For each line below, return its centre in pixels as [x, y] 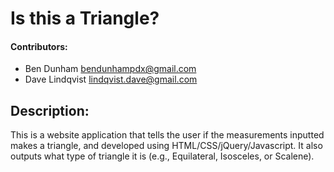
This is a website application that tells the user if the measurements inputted [167, 135]
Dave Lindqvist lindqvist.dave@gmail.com [111, 79]
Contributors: [39, 46]
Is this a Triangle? [85, 18]
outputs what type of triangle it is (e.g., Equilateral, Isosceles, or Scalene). [162, 156]
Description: [50, 110]
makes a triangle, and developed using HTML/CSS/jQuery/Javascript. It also [166, 146]
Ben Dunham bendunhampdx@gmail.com [110, 69]
